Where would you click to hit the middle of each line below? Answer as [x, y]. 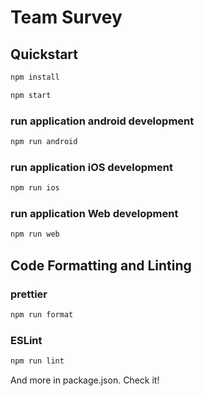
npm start [31, 95]
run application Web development [94, 214]
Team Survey [66, 17]
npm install [35, 77]
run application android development [102, 121]
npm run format [42, 314]
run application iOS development [91, 167]
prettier [29, 294]
